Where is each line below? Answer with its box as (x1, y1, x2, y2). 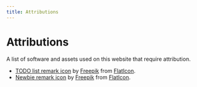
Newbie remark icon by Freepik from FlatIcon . (15, 74, 131, 81)
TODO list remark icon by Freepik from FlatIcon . (15, 67, 136, 74)
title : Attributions (6, 9, 59, 15)
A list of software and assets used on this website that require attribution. (6, 55, 191, 63)
